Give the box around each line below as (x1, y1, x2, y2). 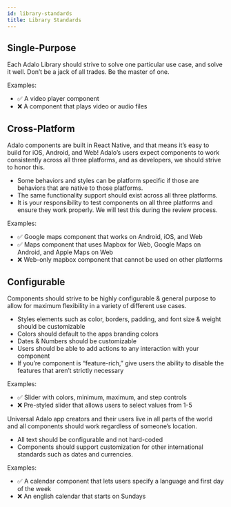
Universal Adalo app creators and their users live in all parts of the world (7, 414, 212, 423)
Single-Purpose (7, 42, 77, 54)
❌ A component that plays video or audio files (17, 102, 148, 111)
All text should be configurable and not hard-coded (17, 435, 163, 443)
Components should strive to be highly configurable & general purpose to (7, 294, 216, 303)
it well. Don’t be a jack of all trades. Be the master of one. (7, 68, 170, 76)
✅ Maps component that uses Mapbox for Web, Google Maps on (17, 240, 201, 249)
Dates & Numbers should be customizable (17, 336, 137, 345)
